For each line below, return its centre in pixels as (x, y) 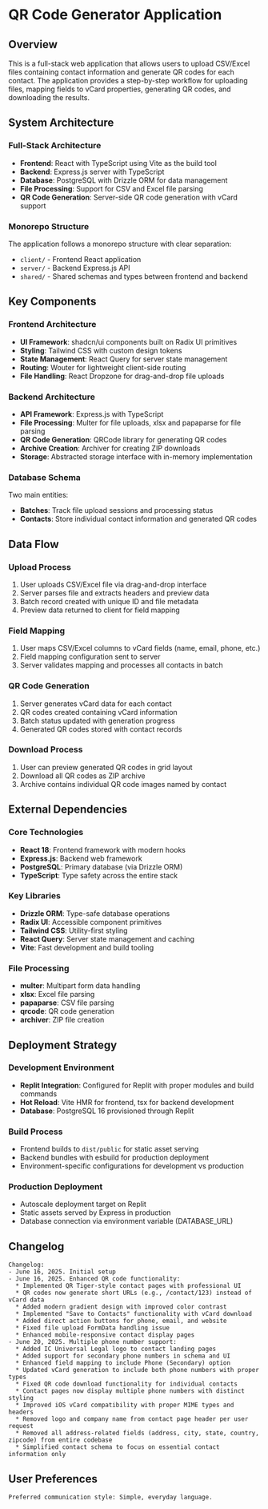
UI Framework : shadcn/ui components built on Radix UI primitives (128, 341)
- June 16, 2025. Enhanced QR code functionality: (94, 1279)
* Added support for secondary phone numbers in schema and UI (123, 1356)
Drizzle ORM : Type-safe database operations (95, 913)
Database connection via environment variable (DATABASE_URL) (126, 1221)
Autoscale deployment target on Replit (83, 1204)
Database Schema (45, 477)
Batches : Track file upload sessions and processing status (116, 510)
